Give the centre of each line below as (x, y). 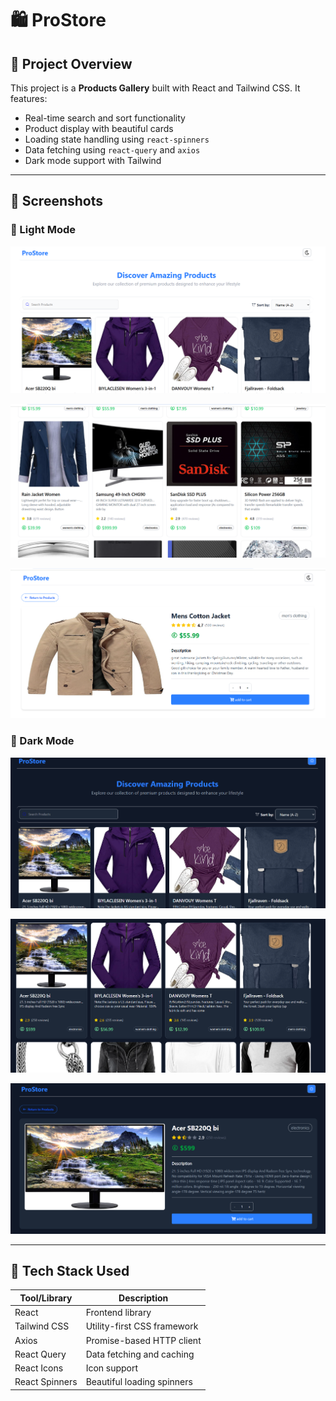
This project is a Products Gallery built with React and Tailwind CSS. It (155, 88)
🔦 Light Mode (43, 230)
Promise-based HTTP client (143, 1340)
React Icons (39, 1368)
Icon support (112, 1368)
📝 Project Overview (71, 63)
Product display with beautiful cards (99, 128)
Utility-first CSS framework (142, 1326)
